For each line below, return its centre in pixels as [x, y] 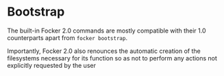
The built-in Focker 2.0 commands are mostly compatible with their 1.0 [107, 31]
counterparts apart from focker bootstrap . [67, 37]
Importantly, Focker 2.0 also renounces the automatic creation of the [104, 51]
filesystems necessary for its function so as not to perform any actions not [112, 58]
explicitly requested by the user [51, 65]
